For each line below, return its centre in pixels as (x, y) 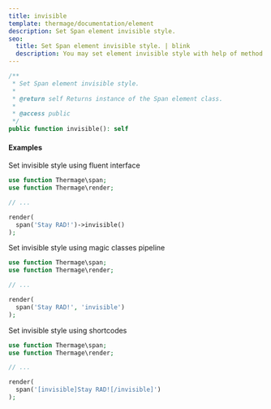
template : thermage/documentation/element (81, 24)
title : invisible (38, 16)
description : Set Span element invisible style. (92, 31)
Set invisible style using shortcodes (68, 330)
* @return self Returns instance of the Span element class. (117, 98)
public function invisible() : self (69, 129)
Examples (26, 147)
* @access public (41, 114)
